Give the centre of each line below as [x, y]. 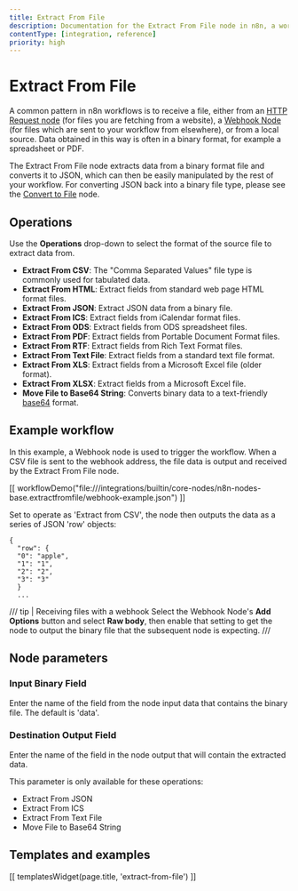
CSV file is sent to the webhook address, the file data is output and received [148, 461]
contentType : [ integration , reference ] [83, 34]
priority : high [37, 42]
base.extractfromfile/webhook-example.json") [94, 497]
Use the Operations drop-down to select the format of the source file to [141, 244]
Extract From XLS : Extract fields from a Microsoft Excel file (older [142, 365]
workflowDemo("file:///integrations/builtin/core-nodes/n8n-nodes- [139, 488]
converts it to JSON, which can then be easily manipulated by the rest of [141, 175]
